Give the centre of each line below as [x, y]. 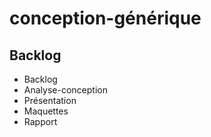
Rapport [40, 121]
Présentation [50, 100]
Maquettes [46, 111]
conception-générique [105, 18]
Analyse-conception [65, 90]
